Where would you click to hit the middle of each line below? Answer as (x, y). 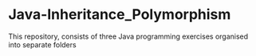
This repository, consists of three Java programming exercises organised (128, 36)
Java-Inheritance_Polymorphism (120, 15)
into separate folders (43, 44)
